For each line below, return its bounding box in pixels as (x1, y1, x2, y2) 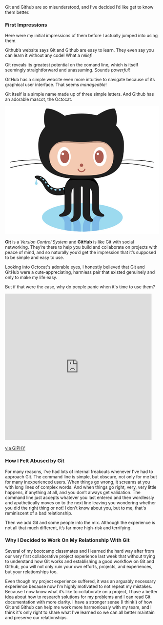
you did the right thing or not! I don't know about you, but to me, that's (5, 505, 146, 511)
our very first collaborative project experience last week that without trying (5, 553, 155, 559)
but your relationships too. (5, 569, 58, 575)
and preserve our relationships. (5, 614, 68, 620)
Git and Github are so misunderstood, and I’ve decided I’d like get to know (5, 4, 154, 10)
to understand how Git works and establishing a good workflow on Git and (5, 558, 155, 564)
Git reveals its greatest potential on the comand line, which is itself (5, 62, 139, 68)
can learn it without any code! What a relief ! (5, 52, 93, 58)
